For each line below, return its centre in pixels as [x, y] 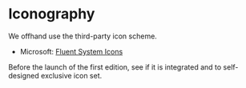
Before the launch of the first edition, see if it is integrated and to [115, 67]
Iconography [52, 14]
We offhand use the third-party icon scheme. [83, 36]
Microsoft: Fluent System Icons [71, 51]
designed [24, 75]
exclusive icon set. [72, 75]
